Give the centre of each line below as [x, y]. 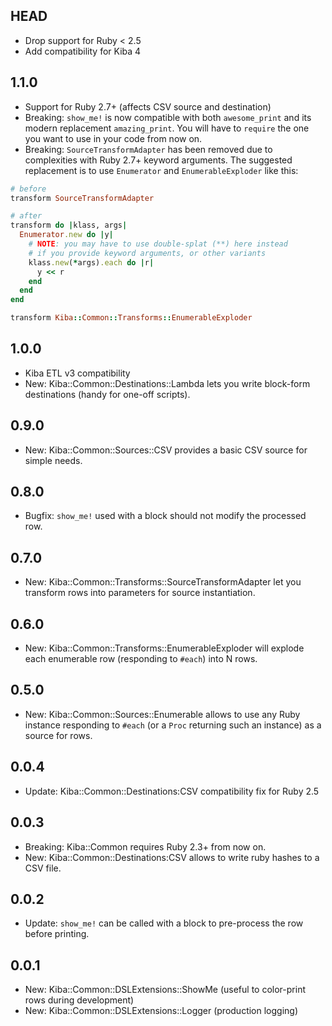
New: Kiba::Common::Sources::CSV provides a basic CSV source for [166, 450]
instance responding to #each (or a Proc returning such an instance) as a [173, 725]
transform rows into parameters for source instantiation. [140, 593]
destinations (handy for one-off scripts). [107, 394]
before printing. [57, 934]
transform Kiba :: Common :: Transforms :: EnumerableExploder [131, 318]
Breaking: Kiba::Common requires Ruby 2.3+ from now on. [145, 846]
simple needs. [53, 460]
